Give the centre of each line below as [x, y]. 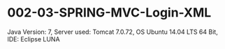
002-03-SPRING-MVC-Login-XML [109, 13]
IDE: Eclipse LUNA [34, 39]
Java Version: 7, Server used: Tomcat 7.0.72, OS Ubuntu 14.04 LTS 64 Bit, [112, 32]
